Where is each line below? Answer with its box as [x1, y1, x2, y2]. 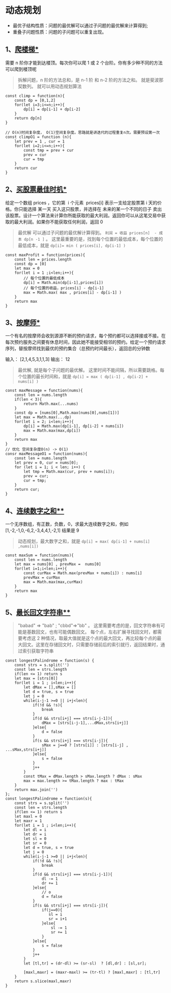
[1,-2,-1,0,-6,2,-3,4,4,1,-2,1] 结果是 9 [5, 527, 80, 533]
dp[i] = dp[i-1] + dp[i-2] [23, 106, 81, 112]
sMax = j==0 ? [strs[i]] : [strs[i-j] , [41, 743, 129, 748]
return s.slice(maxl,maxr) [14, 979, 72, 984]
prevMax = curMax [23, 575, 60, 580]
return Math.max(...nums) [23, 402, 79, 407]
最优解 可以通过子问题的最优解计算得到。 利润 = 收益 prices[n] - [17, 230, 157, 236]
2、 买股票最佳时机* [5, 185, 67, 194]
